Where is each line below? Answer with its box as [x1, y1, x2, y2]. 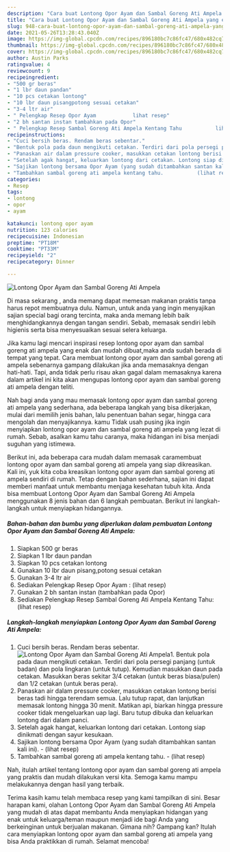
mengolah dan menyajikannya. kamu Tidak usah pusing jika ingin [7, 418, 190, 426]
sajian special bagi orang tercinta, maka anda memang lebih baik [7, 311, 190, 319]
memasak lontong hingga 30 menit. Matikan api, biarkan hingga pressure [16, 701, 223, 709]
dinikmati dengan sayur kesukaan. [16, 730, 114, 738]
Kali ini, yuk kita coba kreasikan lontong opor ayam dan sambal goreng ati [7, 467, 216, 475]
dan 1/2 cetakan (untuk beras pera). [16, 679, 118, 687]
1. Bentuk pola [170, 650, 210, 659]
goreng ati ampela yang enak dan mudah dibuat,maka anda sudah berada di [7, 346, 222, 354]
